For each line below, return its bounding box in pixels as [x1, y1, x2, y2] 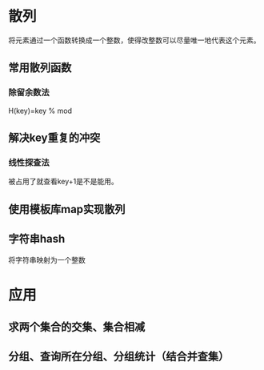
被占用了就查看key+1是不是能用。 [8, 177, 118, 187]
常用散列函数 [8, 61, 72, 74]
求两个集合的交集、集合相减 [8, 320, 146, 334]
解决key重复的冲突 [8, 131, 101, 145]
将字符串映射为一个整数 [8, 255, 86, 264]
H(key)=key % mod [8, 106, 72, 115]
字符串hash [8, 232, 66, 246]
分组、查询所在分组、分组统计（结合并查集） [8, 350, 230, 364]
